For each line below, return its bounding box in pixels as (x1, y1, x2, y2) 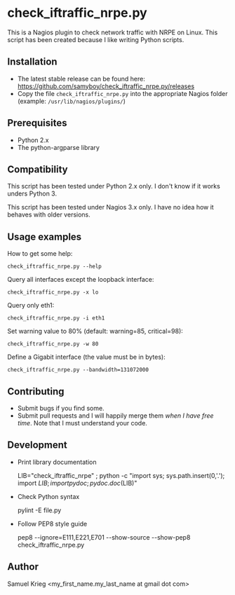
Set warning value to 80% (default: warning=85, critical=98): (7, 327, 184, 336)
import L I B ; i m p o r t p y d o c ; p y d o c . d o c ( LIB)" (17, 479, 137, 487)
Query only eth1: (7, 301, 55, 310)
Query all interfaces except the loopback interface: (7, 275, 154, 284)
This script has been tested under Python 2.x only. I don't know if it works (7, 182, 221, 191)
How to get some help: (7, 249, 73, 258)
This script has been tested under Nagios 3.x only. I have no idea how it (7, 203, 214, 212)
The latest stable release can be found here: (17, 74, 145, 83)
